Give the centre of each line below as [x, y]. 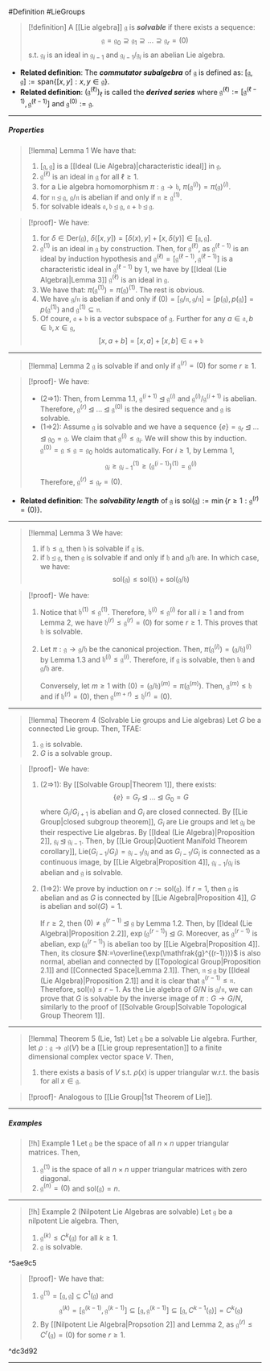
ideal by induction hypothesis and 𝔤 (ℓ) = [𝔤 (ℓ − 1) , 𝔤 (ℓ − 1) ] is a [136, 258]
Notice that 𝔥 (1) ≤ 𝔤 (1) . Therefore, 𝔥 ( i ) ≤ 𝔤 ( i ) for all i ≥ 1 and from [142, 611]
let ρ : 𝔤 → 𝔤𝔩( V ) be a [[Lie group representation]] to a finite [125, 1048]
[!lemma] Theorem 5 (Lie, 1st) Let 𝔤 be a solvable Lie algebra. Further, [142, 1039]
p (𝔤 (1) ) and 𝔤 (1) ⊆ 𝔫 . [71, 308]
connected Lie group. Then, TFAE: [85, 729]
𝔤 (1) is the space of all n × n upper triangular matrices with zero [143, 1169]
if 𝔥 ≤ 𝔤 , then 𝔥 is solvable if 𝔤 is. [92, 548]
